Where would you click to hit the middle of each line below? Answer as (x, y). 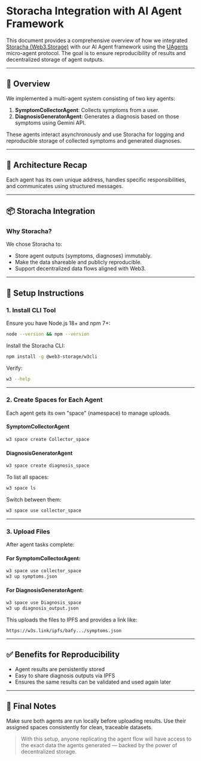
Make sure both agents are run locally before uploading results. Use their (96, 721)
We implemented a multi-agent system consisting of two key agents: (91, 98)
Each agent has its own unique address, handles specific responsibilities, (96, 179)
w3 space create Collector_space (48, 440)
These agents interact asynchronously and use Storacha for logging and (95, 134)
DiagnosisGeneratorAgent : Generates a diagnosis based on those (97, 116)
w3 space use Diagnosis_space (44, 603)
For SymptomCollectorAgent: (43, 558)
